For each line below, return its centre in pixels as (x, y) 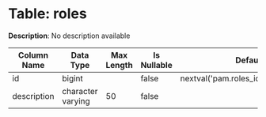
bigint (72, 78)
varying (76, 101)
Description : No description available (69, 36)
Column (34, 55)
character (80, 91)
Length (119, 65)
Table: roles (47, 14)
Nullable (156, 65)
